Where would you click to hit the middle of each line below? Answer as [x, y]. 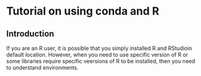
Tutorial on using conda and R [83, 11]
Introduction [30, 34]
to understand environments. [43, 67]
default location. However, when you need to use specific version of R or [97, 55]
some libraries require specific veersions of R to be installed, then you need [101, 61]
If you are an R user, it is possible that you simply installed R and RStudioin [99, 48]
